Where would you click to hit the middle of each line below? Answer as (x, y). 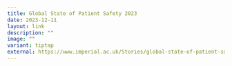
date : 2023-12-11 (32, 20)
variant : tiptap (30, 45)
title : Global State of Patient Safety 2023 (72, 13)
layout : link (26, 26)
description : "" (30, 33)
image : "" (21, 39)
